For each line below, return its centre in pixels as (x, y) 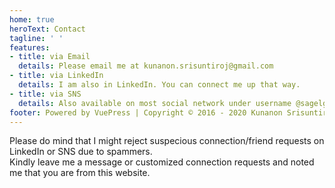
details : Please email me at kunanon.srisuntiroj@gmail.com (146, 66)
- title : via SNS (45, 94)
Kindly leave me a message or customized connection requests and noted (162, 162)
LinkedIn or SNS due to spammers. (81, 152)
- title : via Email (50, 57)
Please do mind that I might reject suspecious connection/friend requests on (167, 141)
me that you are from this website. (80, 173)
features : (30, 47)
